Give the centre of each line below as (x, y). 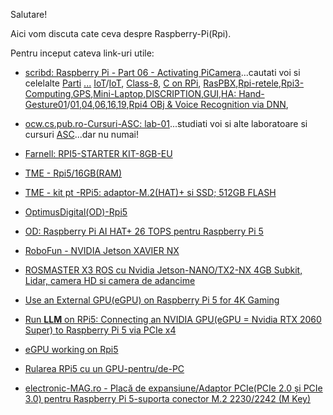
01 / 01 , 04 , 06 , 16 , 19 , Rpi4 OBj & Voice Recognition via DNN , (173, 104)
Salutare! (29, 14)
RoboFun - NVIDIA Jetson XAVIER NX (102, 250)
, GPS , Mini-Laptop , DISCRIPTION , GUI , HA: (153, 93)
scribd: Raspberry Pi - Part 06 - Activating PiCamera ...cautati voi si (162, 72)
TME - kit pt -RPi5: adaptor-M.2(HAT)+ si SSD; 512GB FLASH (150, 192)
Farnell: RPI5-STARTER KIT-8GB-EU (98, 153)
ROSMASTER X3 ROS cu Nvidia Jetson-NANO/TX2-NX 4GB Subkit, (163, 270)
